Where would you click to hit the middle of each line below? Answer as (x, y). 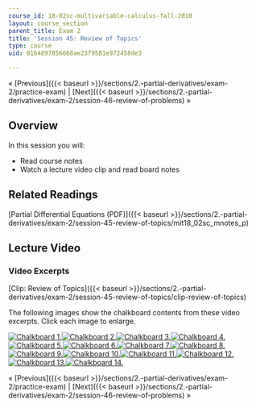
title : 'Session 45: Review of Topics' (75, 38)
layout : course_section (48, 23)
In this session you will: (47, 145)
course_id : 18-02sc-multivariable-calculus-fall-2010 (101, 16)
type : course (30, 46)
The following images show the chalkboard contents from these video (124, 313)
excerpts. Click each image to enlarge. (72, 321)
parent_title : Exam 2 (45, 31)
